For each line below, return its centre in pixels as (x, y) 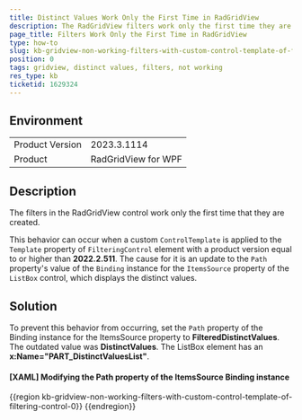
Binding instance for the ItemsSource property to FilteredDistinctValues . (145, 337)
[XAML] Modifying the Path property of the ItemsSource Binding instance (150, 377)
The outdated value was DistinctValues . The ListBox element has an (136, 347)
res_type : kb (34, 76)
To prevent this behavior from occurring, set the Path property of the (136, 328)
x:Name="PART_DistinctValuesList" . (80, 356)
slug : (19, 51)
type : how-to (34, 43)
